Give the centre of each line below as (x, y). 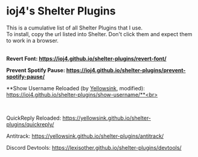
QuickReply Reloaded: (34, 118)
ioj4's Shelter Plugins (61, 11)
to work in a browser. (33, 40)
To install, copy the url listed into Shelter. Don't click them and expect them (99, 34)
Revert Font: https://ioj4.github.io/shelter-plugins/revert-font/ (87, 58)
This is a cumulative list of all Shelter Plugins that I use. (75, 28)
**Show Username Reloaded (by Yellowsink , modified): (75, 88)
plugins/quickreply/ (30, 124)
